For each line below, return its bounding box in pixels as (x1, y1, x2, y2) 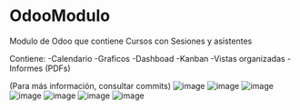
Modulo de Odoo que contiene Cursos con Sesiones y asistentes (9, 35, 253, 46)
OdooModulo (9, 5, 111, 26)
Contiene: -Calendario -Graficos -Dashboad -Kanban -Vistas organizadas (9, 53, 285, 64)
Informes (9, 63, 44, 74)
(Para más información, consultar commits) (9, 80, 171, 91)
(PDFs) (45, 63, 71, 74)
